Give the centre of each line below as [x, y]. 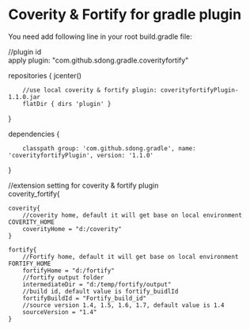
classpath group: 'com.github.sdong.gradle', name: [109, 148]
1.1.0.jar [25, 97]
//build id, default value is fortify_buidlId [100, 291]
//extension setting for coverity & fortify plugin [83, 185]
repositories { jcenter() [45, 75]
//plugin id [25, 51]
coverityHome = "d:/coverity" [72, 229]
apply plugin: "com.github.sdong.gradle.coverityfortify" [98, 60]
